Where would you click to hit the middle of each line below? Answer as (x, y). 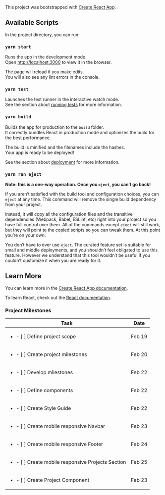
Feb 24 (139, 444)
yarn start (18, 47)
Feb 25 (139, 462)
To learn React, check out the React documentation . (58, 297)
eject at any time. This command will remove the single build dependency (81, 199)
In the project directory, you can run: (42, 35)
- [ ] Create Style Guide (44, 408)
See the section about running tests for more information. (64, 105)
